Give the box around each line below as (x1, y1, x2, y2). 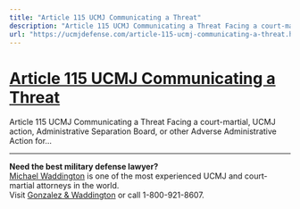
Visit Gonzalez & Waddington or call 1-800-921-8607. (9, 189, 205, 201)
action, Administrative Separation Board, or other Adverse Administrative (9, 126, 277, 137)
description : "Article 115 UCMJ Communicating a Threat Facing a (9, 21, 257, 30)
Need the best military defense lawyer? (9, 162, 159, 172)
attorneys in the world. (36, 180, 120, 191)
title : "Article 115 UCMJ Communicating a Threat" (9, 13, 202, 22)
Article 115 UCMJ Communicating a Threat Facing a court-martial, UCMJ (9, 117, 276, 128)
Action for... (9, 136, 52, 146)
